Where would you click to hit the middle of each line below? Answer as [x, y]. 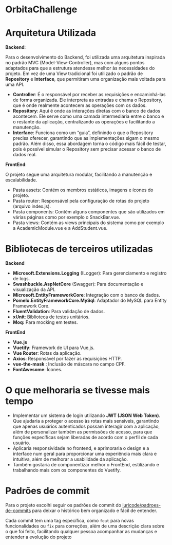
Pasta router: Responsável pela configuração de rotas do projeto [81, 201]
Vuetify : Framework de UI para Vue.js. [54, 348]
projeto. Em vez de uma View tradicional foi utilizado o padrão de [74, 74]
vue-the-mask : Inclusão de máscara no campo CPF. [69, 364]
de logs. [21, 279]
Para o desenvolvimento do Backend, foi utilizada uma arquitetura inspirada [85, 57]
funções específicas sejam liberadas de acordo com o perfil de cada [85, 437]
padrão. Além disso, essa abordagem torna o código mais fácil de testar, [89, 144]
